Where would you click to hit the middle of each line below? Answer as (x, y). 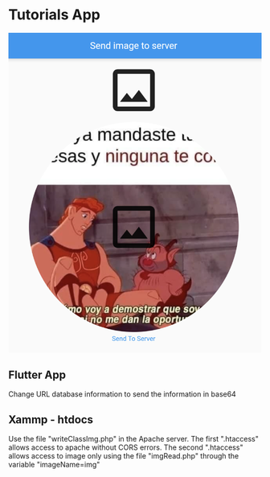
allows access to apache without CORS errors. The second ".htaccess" (126, 447)
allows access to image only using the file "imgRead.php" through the (124, 456)
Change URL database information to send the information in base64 (123, 394)
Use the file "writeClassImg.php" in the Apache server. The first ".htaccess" (134, 439)
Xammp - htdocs (51, 419)
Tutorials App (54, 15)
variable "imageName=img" (54, 465)
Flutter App (37, 375)
